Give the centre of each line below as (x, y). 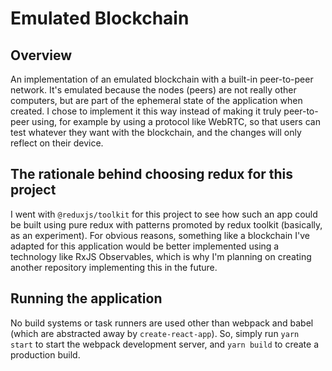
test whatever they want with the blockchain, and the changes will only (156, 132)
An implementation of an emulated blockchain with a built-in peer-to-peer (162, 79)
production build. (45, 354)
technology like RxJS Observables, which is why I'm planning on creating (161, 256)
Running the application (86, 298)
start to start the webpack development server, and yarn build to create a (165, 344)
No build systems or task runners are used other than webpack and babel (162, 323)
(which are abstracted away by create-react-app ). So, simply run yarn (155, 333)
